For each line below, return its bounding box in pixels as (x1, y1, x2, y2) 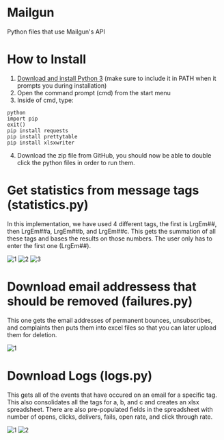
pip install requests (7, 127, 69, 134)
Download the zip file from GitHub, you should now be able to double (16, 151, 212, 159)
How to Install (7, 51, 87, 67)
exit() (7, 121, 26, 128)
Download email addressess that (7, 279, 197, 294)
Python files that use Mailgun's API (7, 27, 106, 36)
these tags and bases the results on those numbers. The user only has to (7, 234, 213, 243)
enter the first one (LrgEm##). (7, 241, 91, 249)
